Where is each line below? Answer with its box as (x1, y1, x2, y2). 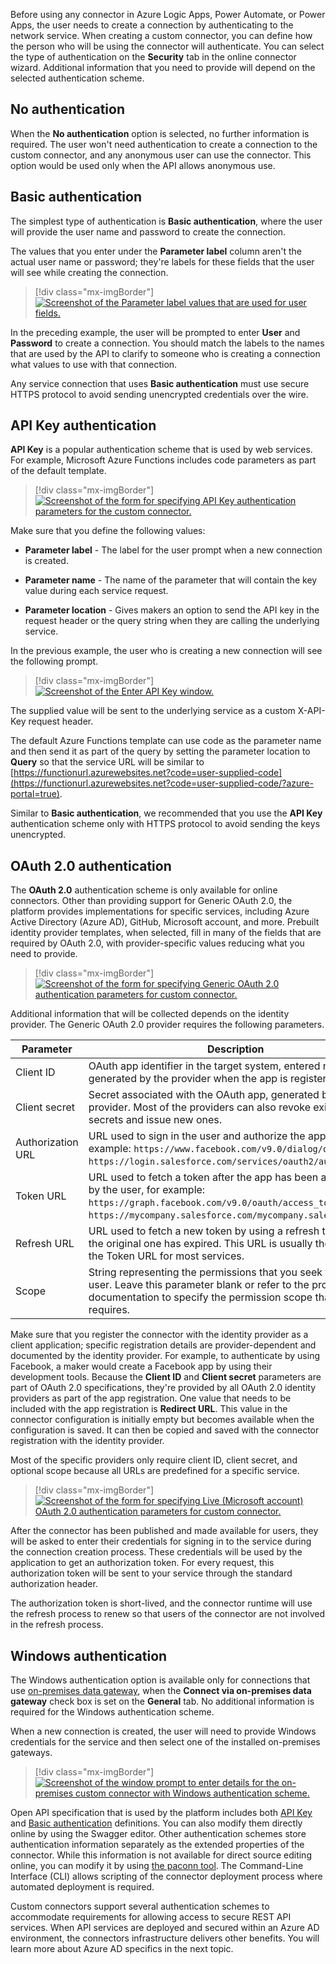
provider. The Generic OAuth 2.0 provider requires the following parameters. (10, 1019, 325, 1031)
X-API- (297, 705, 326, 717)
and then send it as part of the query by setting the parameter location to (10, 745, 311, 758)
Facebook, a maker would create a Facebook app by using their (10, 1360, 273, 1373)
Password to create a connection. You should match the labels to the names (10, 337, 325, 349)
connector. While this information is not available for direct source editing (10, 1849, 312, 1861)
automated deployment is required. (10, 1881, 155, 1893)
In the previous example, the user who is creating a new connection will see (10, 645, 323, 657)
